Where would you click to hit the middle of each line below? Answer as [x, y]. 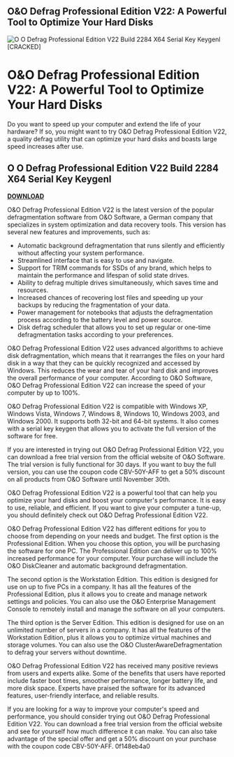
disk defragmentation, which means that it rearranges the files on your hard [116, 355]
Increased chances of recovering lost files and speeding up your [110, 297]
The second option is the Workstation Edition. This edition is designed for [113, 579]
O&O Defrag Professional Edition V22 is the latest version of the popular [111, 210]
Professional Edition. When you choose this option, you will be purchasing [114, 543]
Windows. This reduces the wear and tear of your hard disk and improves [113, 370]
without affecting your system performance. [81, 253]
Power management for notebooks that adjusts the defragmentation [115, 312]
